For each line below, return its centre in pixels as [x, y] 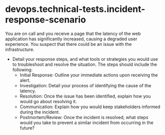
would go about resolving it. [48, 101]
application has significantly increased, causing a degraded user [71, 39]
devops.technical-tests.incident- [75, 9]
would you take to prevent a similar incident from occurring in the [86, 123]
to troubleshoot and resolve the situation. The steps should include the [85, 64]
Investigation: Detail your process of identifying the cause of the [85, 85]
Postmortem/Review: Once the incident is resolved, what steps [84, 117]
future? [27, 128]
